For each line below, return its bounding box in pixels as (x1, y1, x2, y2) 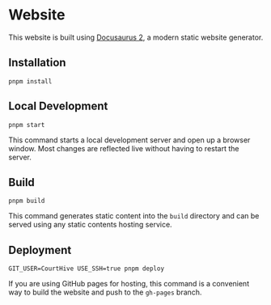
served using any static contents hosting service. (8, 220, 172, 230)
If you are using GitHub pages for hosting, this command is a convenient (8, 279, 249, 289)
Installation (8, 56, 66, 70)
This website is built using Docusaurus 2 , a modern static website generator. (8, 32, 264, 42)
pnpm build (8, 197, 45, 205)
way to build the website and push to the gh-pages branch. (8, 287, 202, 297)
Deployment (8, 243, 72, 256)
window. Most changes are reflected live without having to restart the (8, 143, 239, 153)
